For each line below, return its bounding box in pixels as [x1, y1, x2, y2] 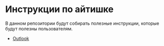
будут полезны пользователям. [5, 25, 73, 31]
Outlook [12, 35, 29, 41]
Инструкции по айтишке [5, 4, 114, 15]
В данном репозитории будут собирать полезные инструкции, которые [5, 20, 159, 26]
